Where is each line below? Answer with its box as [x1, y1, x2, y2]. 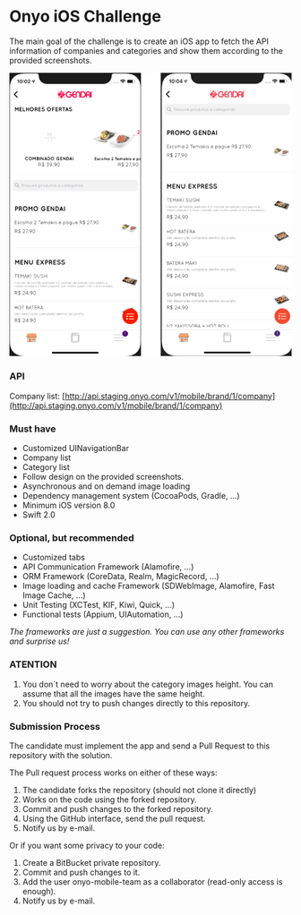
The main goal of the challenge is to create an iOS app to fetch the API [9, 36, 269, 47]
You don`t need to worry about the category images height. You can [21, 679, 273, 689]
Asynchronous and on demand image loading [21, 481, 191, 492]
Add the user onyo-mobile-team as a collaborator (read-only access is [21, 876, 283, 887]
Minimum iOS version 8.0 [21, 500, 116, 511]
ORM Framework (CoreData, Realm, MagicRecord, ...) [21, 571, 219, 582]
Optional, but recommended [9, 531, 134, 543]
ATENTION [9, 658, 57, 671]
